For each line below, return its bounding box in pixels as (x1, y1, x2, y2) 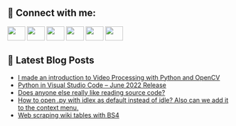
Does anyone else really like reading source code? (17, 88, 166, 96)
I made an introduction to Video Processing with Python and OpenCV (17, 73, 220, 81)
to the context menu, (17, 103, 79, 112)
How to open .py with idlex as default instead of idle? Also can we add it (17, 96, 229, 104)
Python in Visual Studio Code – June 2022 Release (17, 81, 167, 89)
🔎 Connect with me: (7, 7, 96, 19)
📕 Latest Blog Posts (7, 55, 95, 67)
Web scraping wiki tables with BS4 (17, 110, 119, 119)
